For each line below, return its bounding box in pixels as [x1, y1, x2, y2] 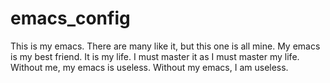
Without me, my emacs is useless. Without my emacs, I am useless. [10, 61, 289, 73]
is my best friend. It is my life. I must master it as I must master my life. [10, 50, 300, 62]
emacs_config [10, 7, 131, 30]
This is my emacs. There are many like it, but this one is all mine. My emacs [10, 40, 321, 52]
